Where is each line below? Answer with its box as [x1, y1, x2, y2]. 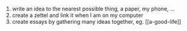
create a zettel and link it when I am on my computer [12, 12, 144, 19]
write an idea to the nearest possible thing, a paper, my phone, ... [12, 5, 175, 12]
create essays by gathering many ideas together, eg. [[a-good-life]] [12, 18, 182, 25]
